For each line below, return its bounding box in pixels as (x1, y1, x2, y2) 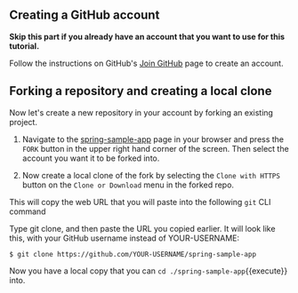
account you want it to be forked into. (21, 153, 160, 163)
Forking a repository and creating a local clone (9, 83, 272, 99)
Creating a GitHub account (9, 8, 160, 23)
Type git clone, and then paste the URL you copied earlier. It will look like (9, 223, 276, 234)
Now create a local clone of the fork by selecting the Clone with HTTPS (21, 170, 280, 180)
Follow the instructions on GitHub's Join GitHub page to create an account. (9, 58, 284, 68)
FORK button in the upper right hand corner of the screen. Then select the (21, 143, 289, 154)
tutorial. (9, 40, 40, 51)
